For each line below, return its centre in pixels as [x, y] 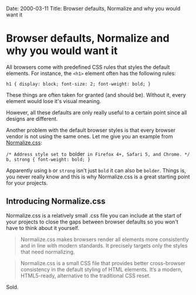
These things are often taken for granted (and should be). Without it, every [96, 95]
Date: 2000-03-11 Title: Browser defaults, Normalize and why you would [93, 9]
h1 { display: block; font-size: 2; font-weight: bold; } [78, 84]
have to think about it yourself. [43, 228]
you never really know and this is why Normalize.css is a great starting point [98, 177]
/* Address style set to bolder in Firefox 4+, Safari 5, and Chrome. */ [98, 154]
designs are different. [32, 118]
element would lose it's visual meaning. [54, 101]
